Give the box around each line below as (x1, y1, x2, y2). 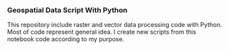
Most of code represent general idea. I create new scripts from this (7, 28, 197, 36)
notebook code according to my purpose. (7, 35, 125, 43)
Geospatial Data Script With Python (7, 5, 128, 15)
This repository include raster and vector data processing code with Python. (7, 21, 223, 29)
